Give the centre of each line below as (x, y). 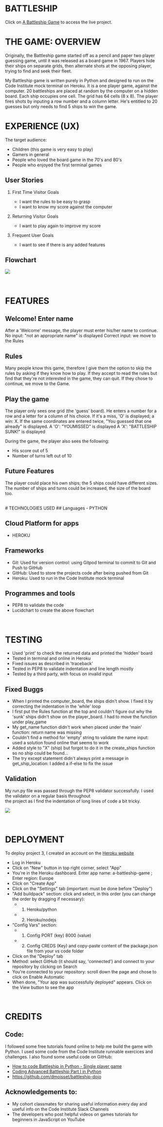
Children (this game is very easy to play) (53, 149)
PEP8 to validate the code (38, 605)
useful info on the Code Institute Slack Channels (60, 1109)
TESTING (24, 640)
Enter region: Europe (33, 878)
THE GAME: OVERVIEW (53, 42)
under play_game (29, 722)
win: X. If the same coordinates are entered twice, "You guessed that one (78, 421)
